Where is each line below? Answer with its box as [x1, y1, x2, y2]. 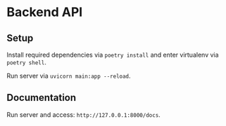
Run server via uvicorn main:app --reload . [6, 71, 131, 80]
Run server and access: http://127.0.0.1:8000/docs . [6, 110, 161, 119]
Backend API [6, 4, 83, 20]
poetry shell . [6, 58, 46, 66]
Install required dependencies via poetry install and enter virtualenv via [6, 50, 219, 59]
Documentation [6, 92, 77, 104]
